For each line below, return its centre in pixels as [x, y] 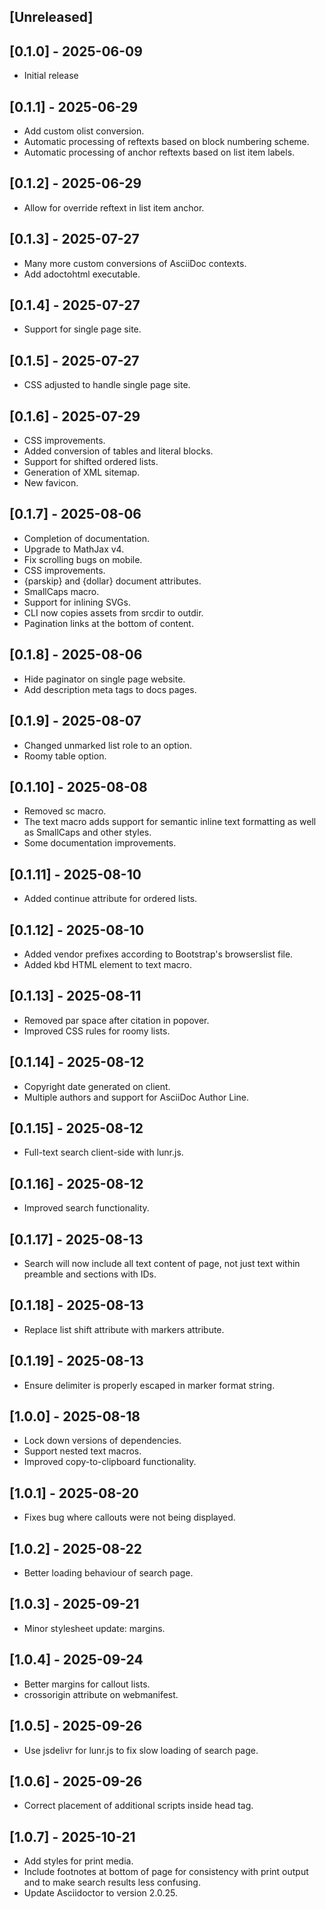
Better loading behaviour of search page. [108, 1573]
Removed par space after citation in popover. [116, 1020]
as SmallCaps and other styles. [87, 832]
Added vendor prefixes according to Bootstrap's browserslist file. [158, 954]
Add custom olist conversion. [84, 131]
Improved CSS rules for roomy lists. [97, 1031]
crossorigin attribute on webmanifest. [101, 1694]
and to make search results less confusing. [112, 1882]
